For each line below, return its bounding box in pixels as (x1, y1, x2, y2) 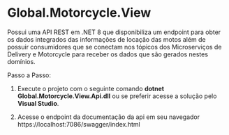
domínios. (7, 57, 36, 65)
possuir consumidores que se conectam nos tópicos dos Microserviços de (7, 42, 222, 51)
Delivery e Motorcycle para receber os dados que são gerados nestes (7, 50, 208, 58)
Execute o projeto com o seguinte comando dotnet (17, 84, 165, 93)
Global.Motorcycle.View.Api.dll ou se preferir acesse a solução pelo (17, 92, 217, 100)
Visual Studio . (17, 99, 59, 107)
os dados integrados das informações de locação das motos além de (7, 35, 206, 43)
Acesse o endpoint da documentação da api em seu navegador (17, 113, 200, 121)
